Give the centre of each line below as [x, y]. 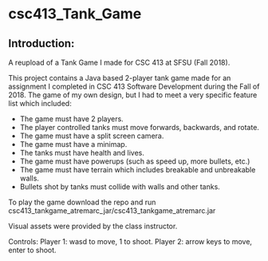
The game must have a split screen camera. [92, 136]
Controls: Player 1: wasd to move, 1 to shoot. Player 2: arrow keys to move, [130, 241]
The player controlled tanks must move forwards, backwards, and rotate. [139, 127]
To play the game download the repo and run [82, 202]
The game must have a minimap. [73, 144]
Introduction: [41, 43]
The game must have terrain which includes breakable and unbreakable [138, 170]
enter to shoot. [33, 250]
